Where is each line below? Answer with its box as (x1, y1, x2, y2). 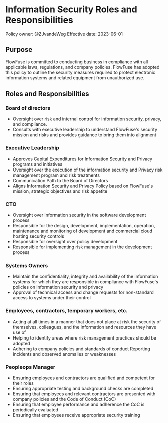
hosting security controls (12, 233, 64, 239)
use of (12, 329, 26, 335)
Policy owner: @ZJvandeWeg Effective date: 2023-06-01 (5, 31, 123, 37)
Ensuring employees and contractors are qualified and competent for (12, 375, 155, 381)
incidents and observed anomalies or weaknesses (12, 351, 116, 357)
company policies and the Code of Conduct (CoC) (12, 396, 116, 402)
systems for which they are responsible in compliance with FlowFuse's (12, 279, 159, 285)
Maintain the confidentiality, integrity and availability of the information (12, 273, 158, 280)
